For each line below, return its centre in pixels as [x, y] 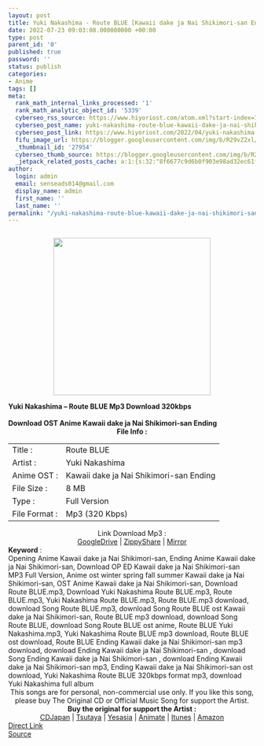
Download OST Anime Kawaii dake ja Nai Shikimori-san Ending [113, 423]
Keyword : [25, 550]
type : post [26, 37]
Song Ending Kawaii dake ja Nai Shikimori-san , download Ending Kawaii [125, 659]
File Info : [132, 432]
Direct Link [26, 726]
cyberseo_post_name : [49, 125]
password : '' [29, 60]
